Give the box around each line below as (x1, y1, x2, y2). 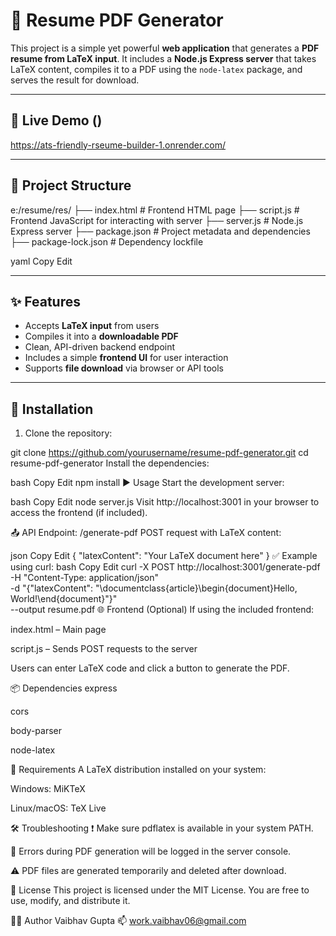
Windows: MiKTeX (10, 783, 86, 795)
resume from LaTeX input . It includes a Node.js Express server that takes (10, 52, 317, 64)
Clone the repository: (24, 427, 113, 439)
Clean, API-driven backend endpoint (24, 341, 176, 353)
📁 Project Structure (10, 177, 132, 194)
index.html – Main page (10, 624, 107, 636)
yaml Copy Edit (10, 255, 73, 267)
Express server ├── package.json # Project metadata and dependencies (10, 225, 311, 237)
